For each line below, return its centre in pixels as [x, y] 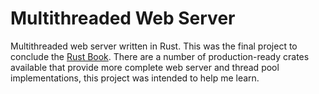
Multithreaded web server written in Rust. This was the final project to [154, 46]
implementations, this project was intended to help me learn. [135, 78]
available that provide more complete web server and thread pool [145, 67]
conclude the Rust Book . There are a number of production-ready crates [160, 56]
